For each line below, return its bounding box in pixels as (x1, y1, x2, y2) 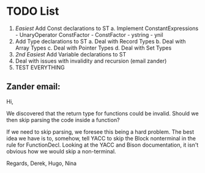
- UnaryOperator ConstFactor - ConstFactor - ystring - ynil (15, 31, 163, 38)
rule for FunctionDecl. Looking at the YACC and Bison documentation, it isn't (6, 141, 199, 148)
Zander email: (6, 82, 61, 92)
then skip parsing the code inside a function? (6, 116, 121, 123)
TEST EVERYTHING (15, 63, 65, 71)
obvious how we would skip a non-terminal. (6, 147, 116, 155)
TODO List (6, 4, 59, 18)
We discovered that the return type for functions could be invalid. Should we (6, 109, 199, 117)
